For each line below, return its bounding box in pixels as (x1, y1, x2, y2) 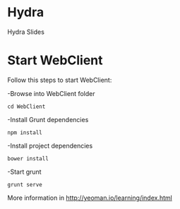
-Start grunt (7, 167, 42, 176)
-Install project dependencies (7, 141, 93, 150)
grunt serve (7, 181, 42, 188)
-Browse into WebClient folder (7, 89, 95, 97)
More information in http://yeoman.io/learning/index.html (7, 193, 173, 202)
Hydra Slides (7, 28, 44, 36)
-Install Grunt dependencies (7, 115, 89, 124)
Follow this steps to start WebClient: (7, 76, 112, 84)
